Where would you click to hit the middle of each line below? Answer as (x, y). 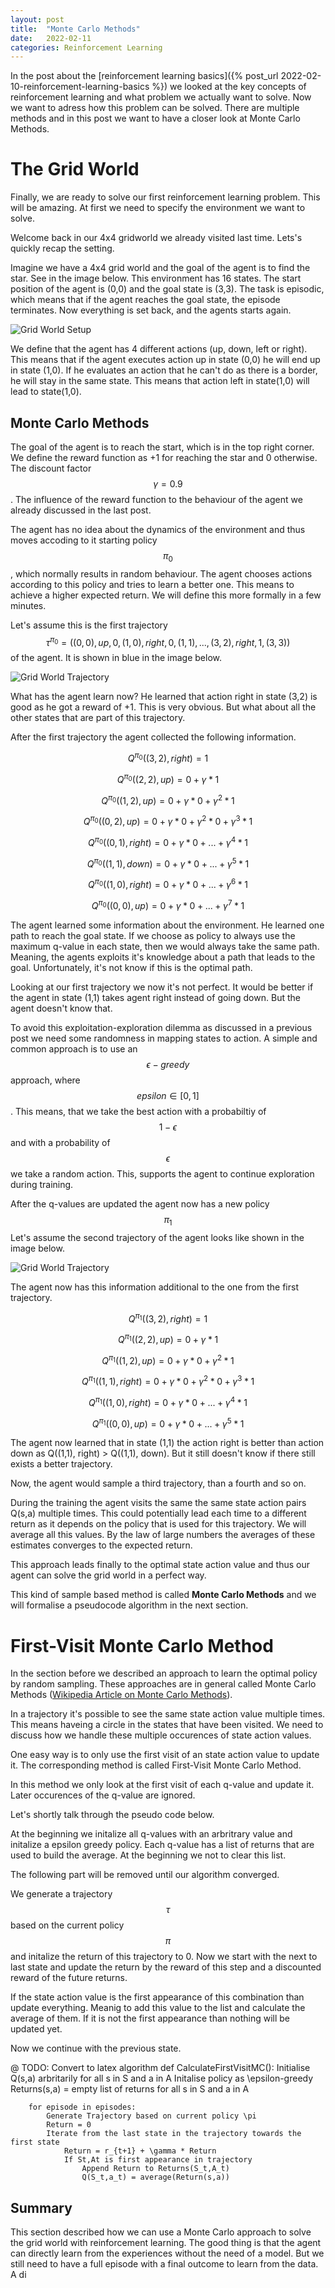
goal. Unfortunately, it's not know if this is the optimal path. (131, 967)
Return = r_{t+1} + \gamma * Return (140, 2151)
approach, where (45, 1080)
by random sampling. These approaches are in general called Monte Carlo (163, 1684)
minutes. (28, 605)
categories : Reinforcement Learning (86, 47)
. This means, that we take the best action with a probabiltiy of (138, 1111)
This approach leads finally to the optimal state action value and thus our (160, 1565)
